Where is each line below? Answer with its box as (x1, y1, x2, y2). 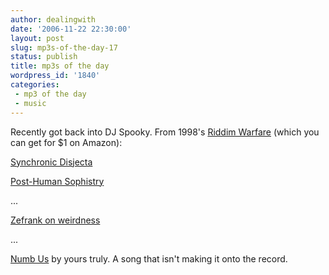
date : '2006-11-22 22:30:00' (10, 24, 132, 34)
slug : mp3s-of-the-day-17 (10, 42, 118, 53)
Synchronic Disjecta (10, 156, 93, 168)
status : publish (10, 52, 78, 62)
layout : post (10, 33, 65, 43)
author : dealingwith (10, 14, 97, 25)
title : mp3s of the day (10, 61, 110, 71)
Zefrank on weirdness (10, 214, 101, 226)
